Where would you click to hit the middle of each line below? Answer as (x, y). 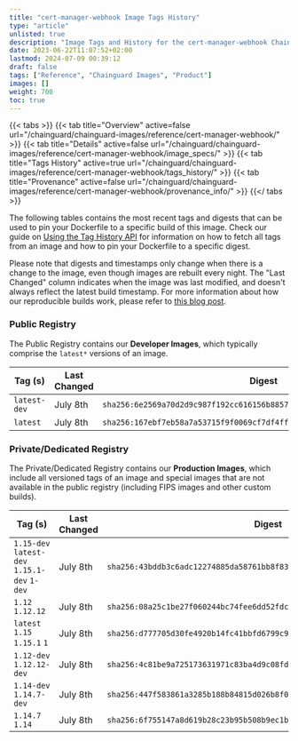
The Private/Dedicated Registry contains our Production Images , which (140, 468)
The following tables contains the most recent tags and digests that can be (146, 218)
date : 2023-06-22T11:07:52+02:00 (71, 51)
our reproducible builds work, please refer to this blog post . (118, 301)
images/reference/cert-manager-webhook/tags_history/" (114, 172)
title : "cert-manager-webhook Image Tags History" (105, 17)
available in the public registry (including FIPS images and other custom (140, 487)
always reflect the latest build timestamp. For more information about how (144, 292)
